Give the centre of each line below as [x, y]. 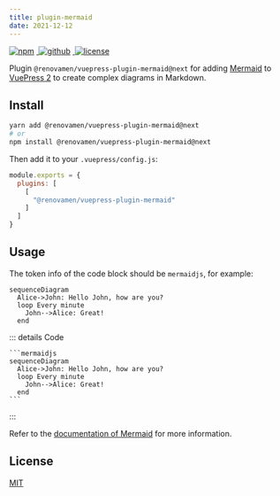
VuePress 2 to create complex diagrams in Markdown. [108, 77]
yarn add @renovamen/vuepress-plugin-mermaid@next [104, 126]
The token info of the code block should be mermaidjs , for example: [131, 273]
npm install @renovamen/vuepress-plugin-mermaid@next [110, 143]
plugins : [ [37, 183]
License [31, 461]
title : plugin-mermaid [51, 17]
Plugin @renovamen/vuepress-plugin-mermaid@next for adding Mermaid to [140, 68]
